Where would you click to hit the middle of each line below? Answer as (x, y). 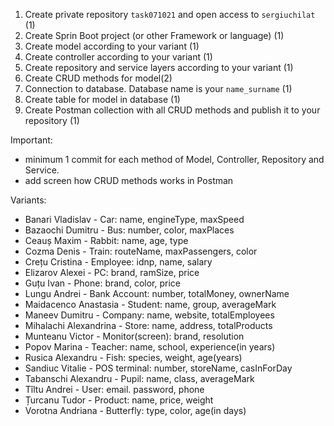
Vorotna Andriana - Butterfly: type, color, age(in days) (135, 410)
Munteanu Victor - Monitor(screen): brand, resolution (134, 336)
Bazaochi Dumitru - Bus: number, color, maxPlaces (129, 230)
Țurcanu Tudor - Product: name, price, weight (119, 400)
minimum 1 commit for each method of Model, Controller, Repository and (174, 159)
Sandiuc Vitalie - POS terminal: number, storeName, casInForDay (158, 368)
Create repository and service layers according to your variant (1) (159, 67)
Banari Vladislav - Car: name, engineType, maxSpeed (134, 219)
